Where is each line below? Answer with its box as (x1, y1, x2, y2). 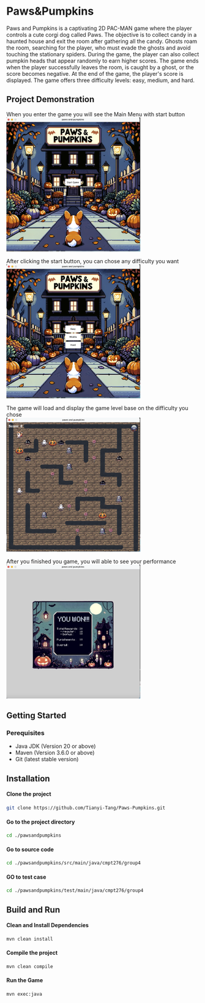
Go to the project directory (6, 818, 75, 826)
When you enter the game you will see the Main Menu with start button (6, 110, 185, 117)
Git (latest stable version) (15, 756, 79, 763)
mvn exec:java (6, 991, 43, 997)
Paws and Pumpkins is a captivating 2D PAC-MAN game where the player (6, 24, 193, 32)
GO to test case (6, 873, 47, 881)
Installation (6, 773, 50, 784)
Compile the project (6, 949, 58, 956)
